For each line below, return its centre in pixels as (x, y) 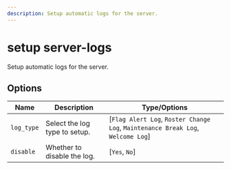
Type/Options (165, 107)
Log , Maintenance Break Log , (154, 128)
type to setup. (68, 132)
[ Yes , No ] (122, 152)
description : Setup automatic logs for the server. (82, 13)
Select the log (68, 123)
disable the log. (70, 156)
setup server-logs (59, 47)
